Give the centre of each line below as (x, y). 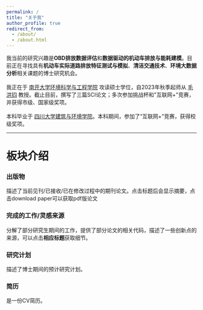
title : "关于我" (25, 18)
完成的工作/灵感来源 (35, 216)
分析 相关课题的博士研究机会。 (43, 73)
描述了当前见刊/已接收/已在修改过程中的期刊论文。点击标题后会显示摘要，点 (101, 191)
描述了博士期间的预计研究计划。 (46, 269)
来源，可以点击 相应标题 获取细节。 (49, 237)
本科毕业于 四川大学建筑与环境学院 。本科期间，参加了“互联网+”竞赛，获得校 (101, 116)
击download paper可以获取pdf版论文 (52, 199)
